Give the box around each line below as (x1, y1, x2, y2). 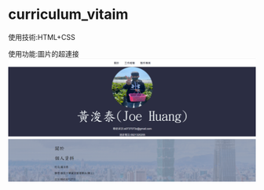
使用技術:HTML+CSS (8, 32, 76, 42)
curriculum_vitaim (8, 5, 129, 24)
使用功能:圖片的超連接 (8, 49, 80, 58)
